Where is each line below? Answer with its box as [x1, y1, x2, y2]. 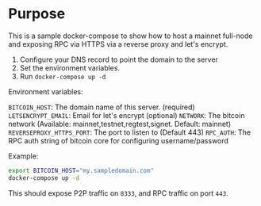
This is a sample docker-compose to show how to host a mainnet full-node [8, 31, 253, 40]
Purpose [8, 5, 66, 23]
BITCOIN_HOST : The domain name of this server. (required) [8, 102, 196, 112]
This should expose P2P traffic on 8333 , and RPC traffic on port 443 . [8, 188, 228, 198]
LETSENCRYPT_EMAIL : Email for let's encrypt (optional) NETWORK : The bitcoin [8, 110, 245, 120]
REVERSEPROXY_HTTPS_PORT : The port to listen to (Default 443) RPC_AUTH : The [8, 128, 251, 137]
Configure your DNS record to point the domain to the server [19, 55, 218, 64]
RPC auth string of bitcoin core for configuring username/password [8, 135, 228, 145]
